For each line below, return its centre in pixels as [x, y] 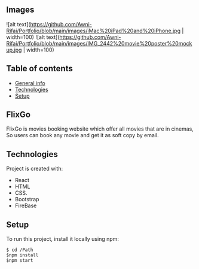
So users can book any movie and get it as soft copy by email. [83, 135]
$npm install [22, 255]
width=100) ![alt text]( [33, 37]
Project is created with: [35, 169]
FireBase [26, 205]
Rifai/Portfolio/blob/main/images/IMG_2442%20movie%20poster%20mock [99, 43]
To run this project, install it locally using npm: [63, 239]
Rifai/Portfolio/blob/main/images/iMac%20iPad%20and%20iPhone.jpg [94, 31]
